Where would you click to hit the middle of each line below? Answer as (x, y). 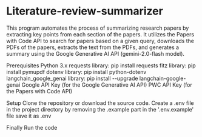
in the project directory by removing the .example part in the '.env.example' (100, 109)
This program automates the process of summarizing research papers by (98, 28)
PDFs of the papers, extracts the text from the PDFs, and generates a (93, 47)
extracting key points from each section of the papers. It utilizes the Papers (100, 34)
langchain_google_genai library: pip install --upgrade (72, 78)
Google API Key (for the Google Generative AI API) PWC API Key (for (107, 85)
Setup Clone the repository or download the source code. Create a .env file (100, 103)
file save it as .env (29, 116)
